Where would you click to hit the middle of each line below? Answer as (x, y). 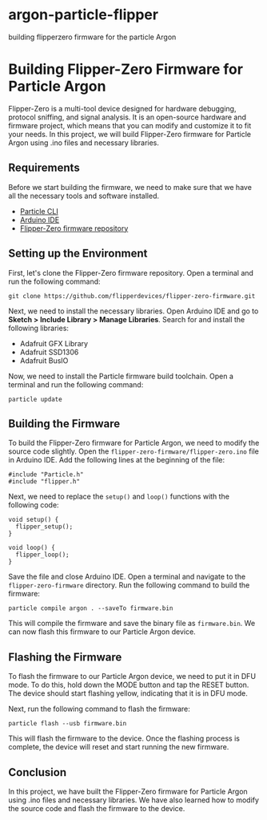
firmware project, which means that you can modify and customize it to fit (130, 125)
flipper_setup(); (44, 527)
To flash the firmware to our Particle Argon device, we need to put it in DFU (132, 677)
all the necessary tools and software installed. (84, 196)
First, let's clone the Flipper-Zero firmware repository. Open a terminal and (131, 273)
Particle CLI (39, 211)
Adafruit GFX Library (54, 343)
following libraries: (39, 328)
